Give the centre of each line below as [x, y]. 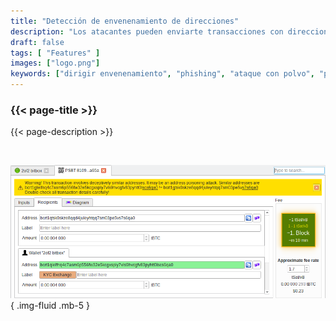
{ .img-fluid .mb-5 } [50, 306]
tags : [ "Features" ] [55, 53]
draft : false [37, 42]
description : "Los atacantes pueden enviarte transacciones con [147, 31]
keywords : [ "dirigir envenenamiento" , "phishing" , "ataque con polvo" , [162, 74]
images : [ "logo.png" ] [55, 63]
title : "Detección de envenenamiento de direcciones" [125, 21]
